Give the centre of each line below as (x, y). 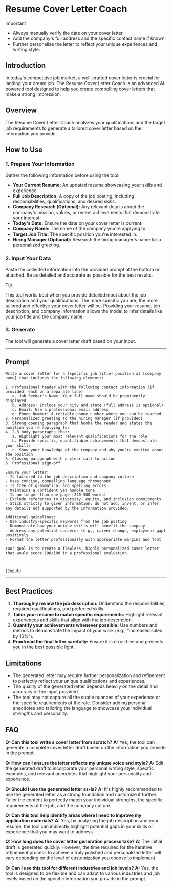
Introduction (26, 65)
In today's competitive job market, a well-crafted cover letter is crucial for (83, 78)
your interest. (27, 218)
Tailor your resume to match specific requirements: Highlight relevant (88, 615)
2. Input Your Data (28, 258)
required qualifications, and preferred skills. (59, 609)
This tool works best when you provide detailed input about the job (76, 294)
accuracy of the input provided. (46, 692)
